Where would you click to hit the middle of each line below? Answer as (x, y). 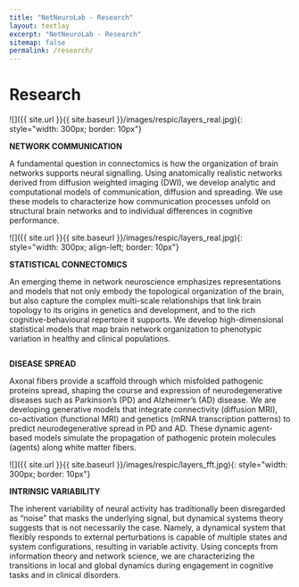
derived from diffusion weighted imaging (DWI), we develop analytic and (142, 183)
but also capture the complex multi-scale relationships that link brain (135, 301)
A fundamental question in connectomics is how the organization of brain (144, 164)
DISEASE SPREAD (43, 364)
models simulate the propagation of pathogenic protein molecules (155, 438)
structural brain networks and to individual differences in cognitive (131, 211)
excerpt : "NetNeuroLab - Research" (75, 34)
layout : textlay (39, 26)
